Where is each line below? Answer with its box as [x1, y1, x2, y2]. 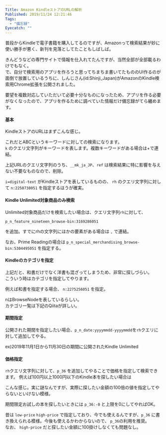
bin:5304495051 [5, 246, 37, 251]
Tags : [5, 16, 16, 21]
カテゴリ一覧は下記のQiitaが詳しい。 [5, 303, 80, 309]
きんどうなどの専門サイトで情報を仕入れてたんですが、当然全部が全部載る [5, 56, 157, 62]
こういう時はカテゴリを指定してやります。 [5, 275, 92, 281]
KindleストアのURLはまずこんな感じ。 [5, 128, 83, 134]
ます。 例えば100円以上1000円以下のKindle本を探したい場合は [5, 374, 132, 380]
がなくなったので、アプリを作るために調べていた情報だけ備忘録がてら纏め [5, 98, 157, 104]
